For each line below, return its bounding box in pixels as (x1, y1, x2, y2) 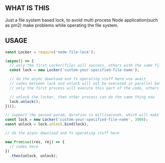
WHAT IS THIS (5, 4, 50, 12)
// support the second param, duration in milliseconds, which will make (5, 113, 160, 118)
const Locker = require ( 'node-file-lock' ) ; (5, 49, 96, 55)
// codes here (9, 144, 38, 149)
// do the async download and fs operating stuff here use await (9, 76, 146, 82)
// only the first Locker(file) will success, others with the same (9, 63, 153, 68)
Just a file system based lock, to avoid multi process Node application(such (5, 17, 158, 23)
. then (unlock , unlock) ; (9, 153, 58, 158)
